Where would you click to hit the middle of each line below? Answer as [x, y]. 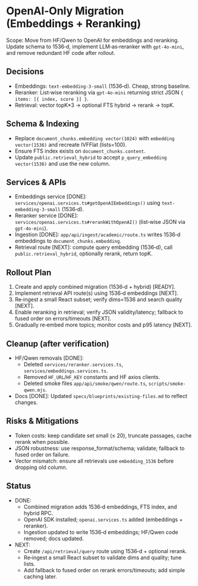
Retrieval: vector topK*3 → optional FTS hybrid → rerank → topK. [95, 105]
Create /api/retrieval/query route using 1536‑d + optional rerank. [105, 551]
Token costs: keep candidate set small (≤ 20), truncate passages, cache [103, 435]
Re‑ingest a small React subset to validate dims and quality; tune [103, 557]
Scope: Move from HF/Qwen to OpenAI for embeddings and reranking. [93, 40]
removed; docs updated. [54, 538]
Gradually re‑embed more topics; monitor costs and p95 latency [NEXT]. [103, 325]
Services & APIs [36, 182]
